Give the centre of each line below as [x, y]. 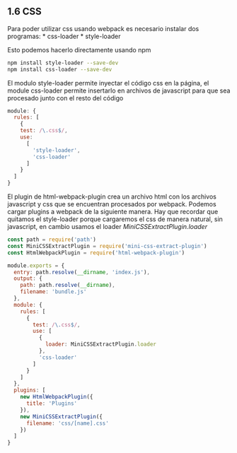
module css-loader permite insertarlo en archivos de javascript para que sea [119, 90]
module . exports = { [36, 265]
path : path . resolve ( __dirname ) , [68, 286]
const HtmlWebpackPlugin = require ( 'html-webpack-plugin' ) [96, 253]
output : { [28, 278]
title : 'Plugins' [52, 404]
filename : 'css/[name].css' [68, 423]
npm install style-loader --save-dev [63, 63]
